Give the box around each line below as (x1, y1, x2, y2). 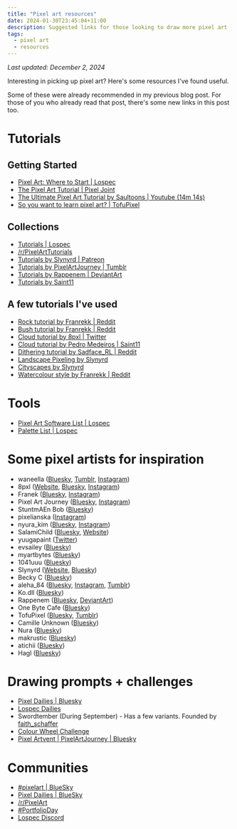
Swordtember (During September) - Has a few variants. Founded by (17, 712, 217, 721)
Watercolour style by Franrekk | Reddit (17, 370, 131, 379)
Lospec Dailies (17, 704, 61, 713)
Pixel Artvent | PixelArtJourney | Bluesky (17, 734, 137, 744)
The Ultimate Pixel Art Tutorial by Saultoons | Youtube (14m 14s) (17, 193, 205, 201)
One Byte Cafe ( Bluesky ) (17, 603, 90, 612)
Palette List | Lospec (17, 426, 78, 435)
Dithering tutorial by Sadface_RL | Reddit (17, 347, 137, 356)
